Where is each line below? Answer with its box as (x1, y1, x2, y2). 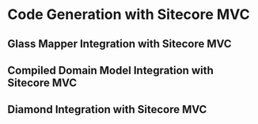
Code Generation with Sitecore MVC (7, 6, 250, 24)
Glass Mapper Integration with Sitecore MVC (7, 37, 232, 51)
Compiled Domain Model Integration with (7, 63, 214, 77)
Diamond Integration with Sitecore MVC (7, 103, 207, 116)
